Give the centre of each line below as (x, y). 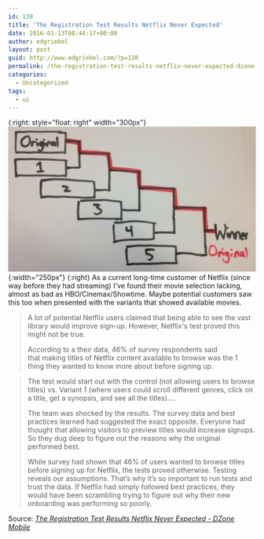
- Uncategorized (42, 82)
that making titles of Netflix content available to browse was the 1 (132, 358)
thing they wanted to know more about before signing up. (120, 366)
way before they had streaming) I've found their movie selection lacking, (125, 286)
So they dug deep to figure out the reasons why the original (124, 438)
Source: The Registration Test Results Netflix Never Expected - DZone (121, 519)
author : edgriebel (38, 42)
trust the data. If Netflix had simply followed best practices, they (131, 486)
